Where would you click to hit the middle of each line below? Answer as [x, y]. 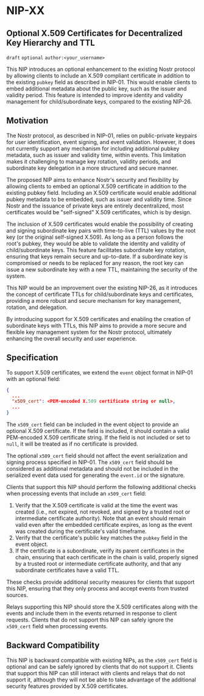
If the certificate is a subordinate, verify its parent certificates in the [100, 551]
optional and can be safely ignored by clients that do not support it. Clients [100, 667]
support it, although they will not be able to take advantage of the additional [101, 680]
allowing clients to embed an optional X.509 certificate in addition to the [97, 186]
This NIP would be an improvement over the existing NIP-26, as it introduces [102, 288]
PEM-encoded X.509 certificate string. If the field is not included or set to [98, 437]
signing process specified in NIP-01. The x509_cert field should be [90, 462]
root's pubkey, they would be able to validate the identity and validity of [96, 243]
